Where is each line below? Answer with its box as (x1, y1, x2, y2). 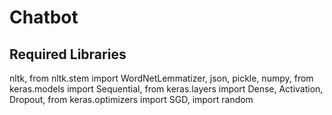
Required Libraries (9, 46, 127, 63)
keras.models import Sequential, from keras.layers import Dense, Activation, (9, 83, 324, 95)
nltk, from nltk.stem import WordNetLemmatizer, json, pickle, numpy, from (9, 72, 314, 84)
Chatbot (9, 6, 79, 29)
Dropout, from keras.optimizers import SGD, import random (9, 94, 254, 105)
